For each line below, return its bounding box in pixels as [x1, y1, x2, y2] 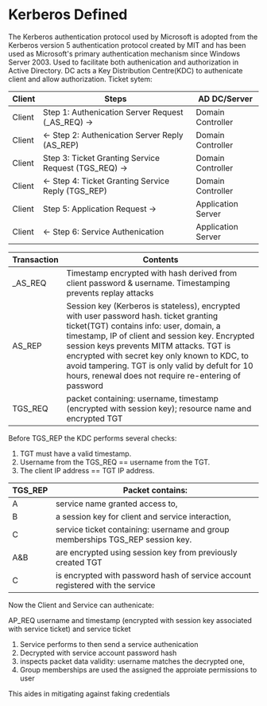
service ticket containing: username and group [55, 524, 230, 535]
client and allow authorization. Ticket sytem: [8, 74, 153, 84]
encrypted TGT [66, 413, 123, 424]
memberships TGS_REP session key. [55, 534, 192, 545]
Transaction [12, 253, 59, 265]
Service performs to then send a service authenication [19, 639, 199, 649]
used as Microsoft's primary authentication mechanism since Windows [8, 49, 241, 58]
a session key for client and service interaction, [55, 511, 232, 522]
